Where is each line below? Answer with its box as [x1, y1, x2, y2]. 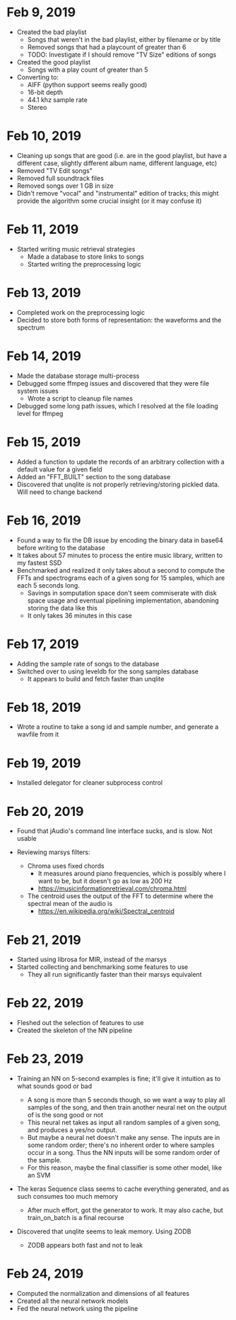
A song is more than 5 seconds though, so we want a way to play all [27, 1096, 225, 1104]
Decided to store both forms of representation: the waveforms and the [16, 315, 222, 324]
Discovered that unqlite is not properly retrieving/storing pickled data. [16, 480, 220, 488]
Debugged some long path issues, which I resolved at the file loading [16, 401, 218, 410]
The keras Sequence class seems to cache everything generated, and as [16, 1185, 230, 1193]
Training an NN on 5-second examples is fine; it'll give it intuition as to [16, 1075, 221, 1083]
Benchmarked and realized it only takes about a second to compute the [16, 566, 225, 574]
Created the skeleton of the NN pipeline [16, 1026, 133, 1035]
